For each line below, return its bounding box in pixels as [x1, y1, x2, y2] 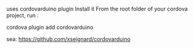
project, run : [6, 12, 39, 19]
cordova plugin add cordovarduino [6, 24, 94, 31]
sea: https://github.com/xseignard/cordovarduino [6, 36, 131, 42]
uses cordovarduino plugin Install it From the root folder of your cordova [6, 6, 188, 12]
